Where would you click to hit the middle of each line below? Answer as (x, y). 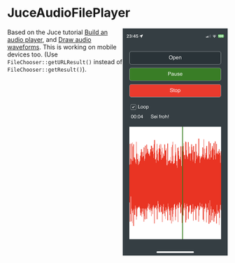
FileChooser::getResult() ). (47, 69)
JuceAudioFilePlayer (69, 13)
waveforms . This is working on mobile (62, 47)
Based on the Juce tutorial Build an (58, 32)
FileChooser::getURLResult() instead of (65, 61)
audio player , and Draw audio (49, 39)
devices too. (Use (33, 54)
